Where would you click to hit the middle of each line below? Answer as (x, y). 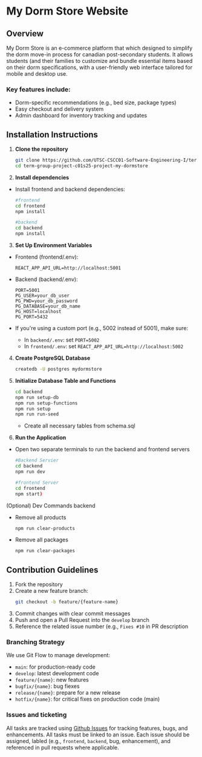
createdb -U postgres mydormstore (58, 369)
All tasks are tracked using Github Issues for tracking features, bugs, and (97, 728)
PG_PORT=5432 (31, 317)
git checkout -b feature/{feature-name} (67, 602)
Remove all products (41, 517)
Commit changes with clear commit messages (73, 613)
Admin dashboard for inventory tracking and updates (81, 116)
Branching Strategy (35, 642)
